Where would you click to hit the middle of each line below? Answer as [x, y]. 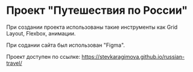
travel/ [14, 63]
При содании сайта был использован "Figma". [66, 45]
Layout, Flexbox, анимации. [41, 33]
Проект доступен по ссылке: [43, 56]
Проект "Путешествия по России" [97, 10]
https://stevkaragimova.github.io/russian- [133, 56]
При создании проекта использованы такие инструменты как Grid [92, 27]
